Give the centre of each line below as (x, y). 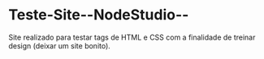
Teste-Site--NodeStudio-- (99, 15)
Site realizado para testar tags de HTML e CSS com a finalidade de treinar (132, 37)
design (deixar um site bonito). (60, 45)
